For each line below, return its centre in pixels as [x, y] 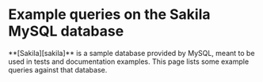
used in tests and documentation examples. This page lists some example [129, 61]
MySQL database [66, 31]
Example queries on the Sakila [109, 15]
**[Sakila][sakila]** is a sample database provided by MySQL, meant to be [131, 53]
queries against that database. [58, 69]
